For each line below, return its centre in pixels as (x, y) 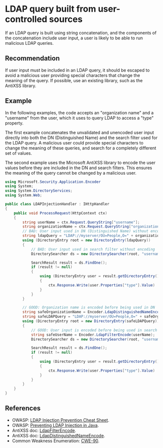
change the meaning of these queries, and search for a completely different (81, 148)
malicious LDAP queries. (29, 43)
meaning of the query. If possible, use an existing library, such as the (74, 80)
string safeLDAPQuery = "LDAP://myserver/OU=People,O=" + (82, 317)
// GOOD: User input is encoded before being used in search (94, 330)
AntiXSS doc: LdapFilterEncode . (44, 430)
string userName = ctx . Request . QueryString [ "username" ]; (81, 222)
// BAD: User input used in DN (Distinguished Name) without (86, 231)
